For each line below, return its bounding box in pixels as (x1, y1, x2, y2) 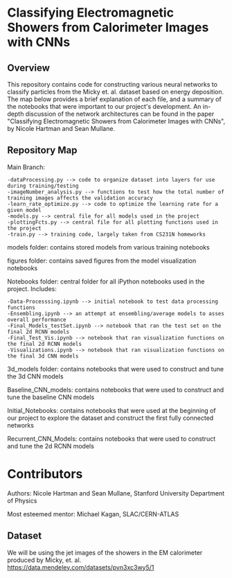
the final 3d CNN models (7, 352, 79, 360)
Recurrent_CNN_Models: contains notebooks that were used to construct (7, 435, 216, 443)
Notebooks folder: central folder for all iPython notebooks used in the (7, 277, 205, 286)
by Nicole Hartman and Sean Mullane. (7, 125, 116, 132)
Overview (7, 62, 51, 73)
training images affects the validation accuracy (7, 194, 154, 202)
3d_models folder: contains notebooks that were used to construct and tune (7, 365, 224, 373)
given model (7, 207, 42, 213)
